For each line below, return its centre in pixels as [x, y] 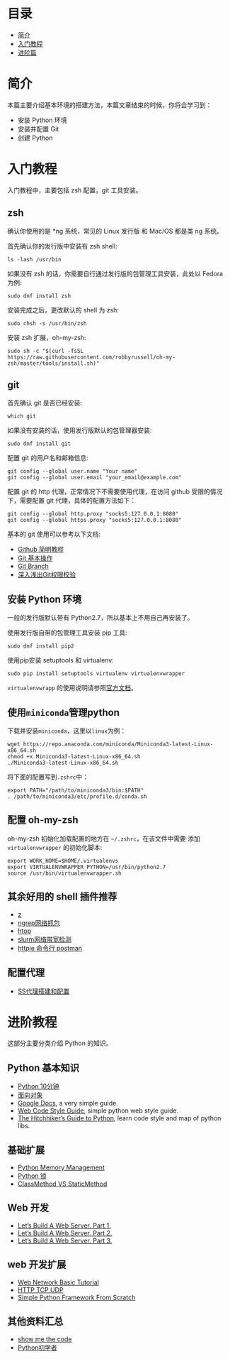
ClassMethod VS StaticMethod [62, 1184]
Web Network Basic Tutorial [58, 1282]
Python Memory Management [61, 1167]
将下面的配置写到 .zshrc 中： [48, 777]
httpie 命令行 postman [50, 948]
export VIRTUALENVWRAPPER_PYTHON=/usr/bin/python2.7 [87, 867]
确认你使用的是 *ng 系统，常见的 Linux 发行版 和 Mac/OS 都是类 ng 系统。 [115, 231]
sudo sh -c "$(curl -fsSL [45, 351]
